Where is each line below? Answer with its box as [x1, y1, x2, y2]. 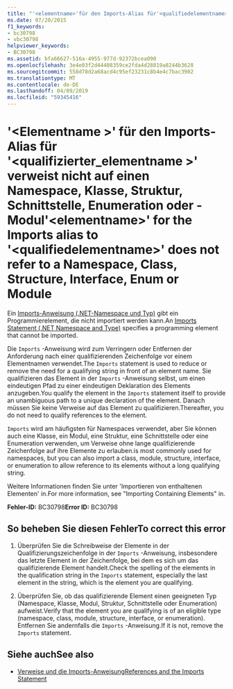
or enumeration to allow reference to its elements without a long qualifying [7, 461, 220, 469]
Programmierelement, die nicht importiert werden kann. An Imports [7, 316, 197, 325]
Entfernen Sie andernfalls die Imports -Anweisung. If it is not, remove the [17, 621, 224, 629]
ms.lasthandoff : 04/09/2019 [7, 87, 89, 94]
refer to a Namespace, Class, [7, 257, 178, 273]
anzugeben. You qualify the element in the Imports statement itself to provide [7, 389, 226, 397]
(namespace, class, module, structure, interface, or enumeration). [17, 613, 206, 622]
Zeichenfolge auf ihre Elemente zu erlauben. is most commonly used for [7, 446, 212, 454]
